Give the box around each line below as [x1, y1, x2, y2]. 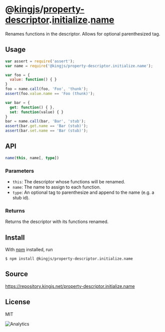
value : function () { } [9, 77, 57, 82]
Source [5, 270, 28, 278]
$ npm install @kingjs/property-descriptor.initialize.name [5, 256, 133, 262]
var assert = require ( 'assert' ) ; [5, 59, 75, 64]
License [5, 298, 30, 306]
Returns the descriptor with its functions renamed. [5, 218, 109, 225]
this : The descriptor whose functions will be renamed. [12, 178, 125, 184]
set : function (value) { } [9, 109, 64, 115]
